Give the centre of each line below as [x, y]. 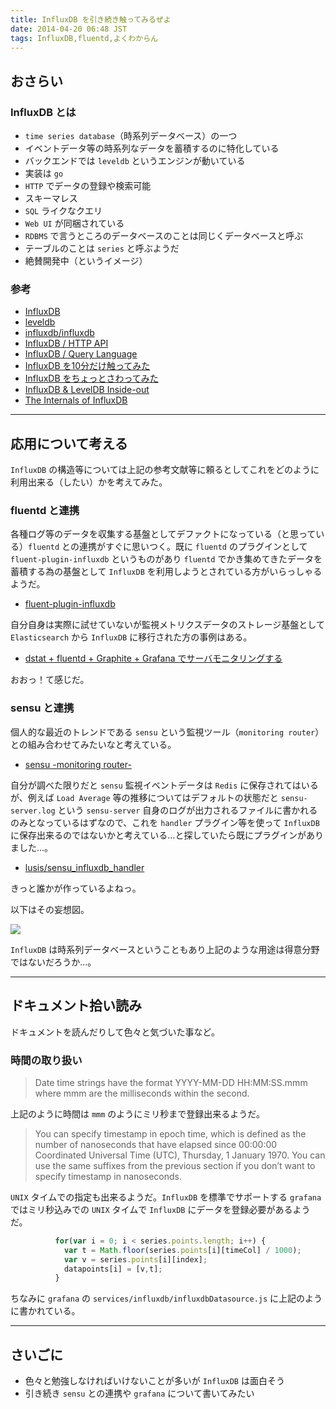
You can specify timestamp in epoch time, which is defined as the [170, 1133]
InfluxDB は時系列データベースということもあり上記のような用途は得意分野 [165, 949]
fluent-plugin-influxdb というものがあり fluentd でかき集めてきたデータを [166, 559]
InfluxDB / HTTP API [66, 343]
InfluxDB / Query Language [81, 354]
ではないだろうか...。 [53, 962]
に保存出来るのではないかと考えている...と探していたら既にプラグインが [158, 835]
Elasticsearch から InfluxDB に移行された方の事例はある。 [131, 637]
